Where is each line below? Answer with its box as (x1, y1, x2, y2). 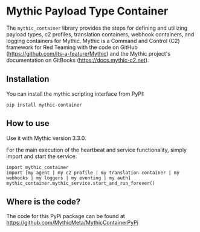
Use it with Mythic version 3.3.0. (6, 134, 86, 142)
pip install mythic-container (6, 102, 83, 108)
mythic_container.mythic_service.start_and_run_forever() (6, 180, 155, 186)
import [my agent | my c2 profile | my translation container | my (6, 170, 180, 176)
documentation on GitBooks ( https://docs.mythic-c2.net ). (6, 56, 149, 64)
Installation (6, 74, 50, 84)
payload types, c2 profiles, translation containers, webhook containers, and (6, 30, 195, 38)
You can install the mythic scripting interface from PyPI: (6, 90, 145, 98)
